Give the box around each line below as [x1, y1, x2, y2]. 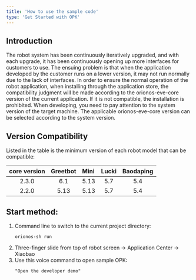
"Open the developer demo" [14, 268, 81, 274]
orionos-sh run [14, 233, 52, 239]
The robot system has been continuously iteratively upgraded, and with [6, 51, 180, 59]
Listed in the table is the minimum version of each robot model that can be [6, 147, 187, 154]
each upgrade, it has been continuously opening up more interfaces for [6, 58, 180, 65]
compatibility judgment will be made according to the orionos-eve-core [6, 89, 180, 96]
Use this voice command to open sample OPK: [14, 256, 128, 263]
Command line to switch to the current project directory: [14, 222, 151, 229]
